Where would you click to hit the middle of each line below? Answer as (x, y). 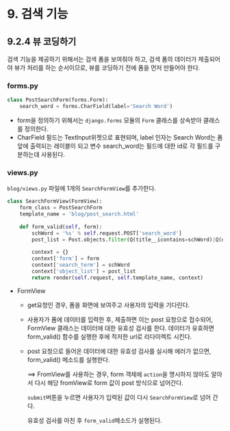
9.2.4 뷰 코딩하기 (42, 41)
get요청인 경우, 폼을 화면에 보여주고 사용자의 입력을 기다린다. (108, 304)
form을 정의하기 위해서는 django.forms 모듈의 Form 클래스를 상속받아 (109, 120)
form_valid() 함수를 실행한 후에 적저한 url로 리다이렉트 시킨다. (110, 337)
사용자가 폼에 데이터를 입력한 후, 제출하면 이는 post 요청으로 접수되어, (120, 319)
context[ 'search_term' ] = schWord (81, 265)
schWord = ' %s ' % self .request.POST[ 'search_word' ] (107, 233)
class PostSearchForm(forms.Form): (58, 100)
